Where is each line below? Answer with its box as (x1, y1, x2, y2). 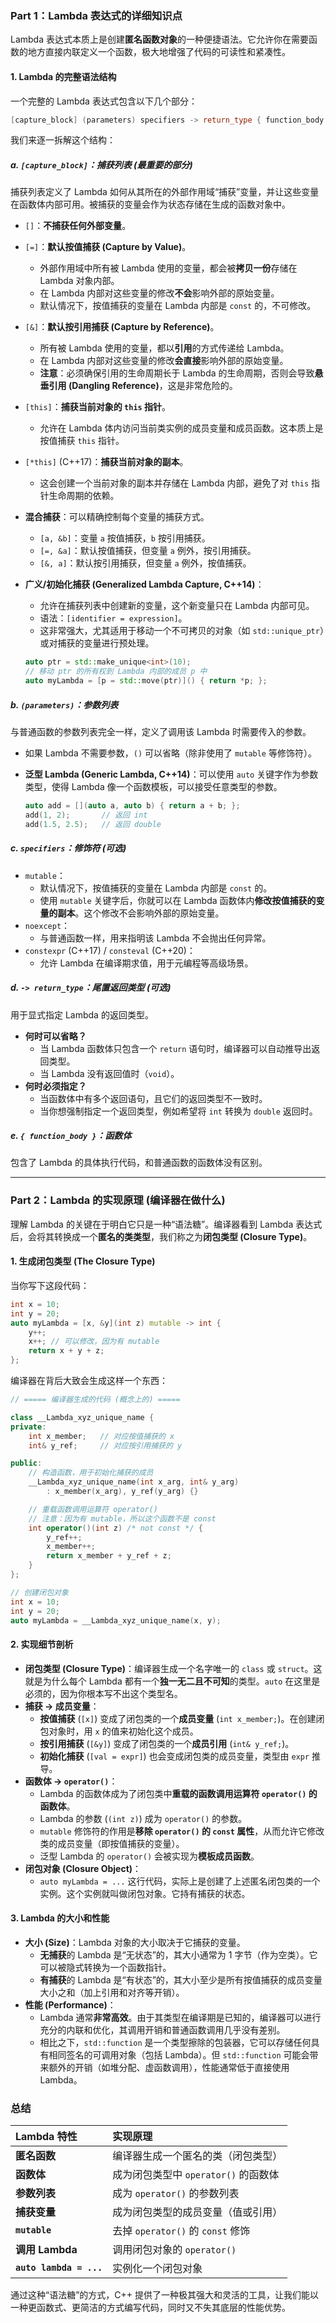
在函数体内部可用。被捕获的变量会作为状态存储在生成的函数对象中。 (10, 198, 291, 211)
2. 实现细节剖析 (10, 1638, 74, 1651)
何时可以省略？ (24, 1030, 87, 1042)
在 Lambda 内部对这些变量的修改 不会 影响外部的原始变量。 (39, 287, 280, 299)
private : (10, 1422, 47, 1432)
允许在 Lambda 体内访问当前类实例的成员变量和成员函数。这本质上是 (39, 422, 324, 434)
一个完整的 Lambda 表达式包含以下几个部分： (10, 95, 198, 107)
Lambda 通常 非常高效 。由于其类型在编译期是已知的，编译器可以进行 (39, 2011, 322, 2023)
